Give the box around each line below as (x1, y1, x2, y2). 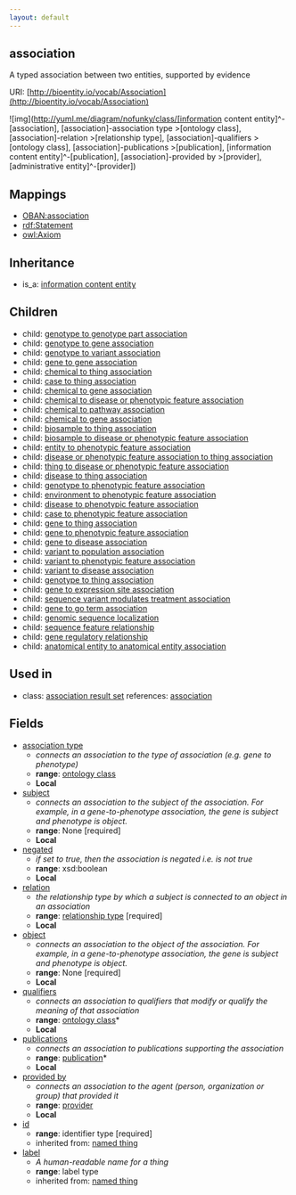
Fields (9, 716, 45, 732)
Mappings (9, 186, 67, 201)
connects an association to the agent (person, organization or (35, 1080, 265, 1092)
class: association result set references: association (21, 690, 212, 700)
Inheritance (9, 255, 75, 270)
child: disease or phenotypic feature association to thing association (21, 451, 274, 462)
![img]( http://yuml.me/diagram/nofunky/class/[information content (9, 113, 252, 125)
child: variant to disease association (21, 565, 154, 576)
